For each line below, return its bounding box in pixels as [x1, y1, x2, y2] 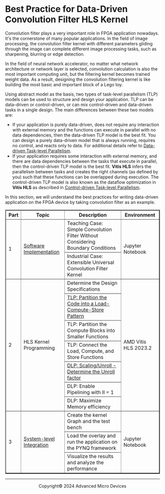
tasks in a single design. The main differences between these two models [5, 107, 154, 113]
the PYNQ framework [67, 444, 116, 451]
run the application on [67, 438, 118, 445]
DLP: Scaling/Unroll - [67, 362, 116, 369]
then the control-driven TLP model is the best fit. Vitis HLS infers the [12, 164, 151, 169]
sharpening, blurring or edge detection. [5, 51, 85, 57]
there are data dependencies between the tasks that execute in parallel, [12, 158, 158, 164]
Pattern [67, 312, 84, 319]
